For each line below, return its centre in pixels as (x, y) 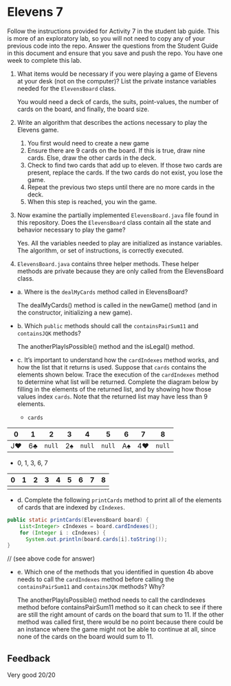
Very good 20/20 (32, 675)
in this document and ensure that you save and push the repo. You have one (115, 53)
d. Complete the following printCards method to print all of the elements (119, 500)
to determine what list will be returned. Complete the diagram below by (118, 382)
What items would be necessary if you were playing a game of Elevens (117, 74)
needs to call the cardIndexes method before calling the (96, 579)
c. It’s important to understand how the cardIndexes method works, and (118, 360)
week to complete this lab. (44, 60)
